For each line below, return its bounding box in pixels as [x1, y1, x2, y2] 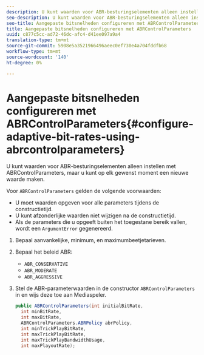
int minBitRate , [21, 309, 62, 315]
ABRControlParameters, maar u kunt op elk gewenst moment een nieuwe [6, 169, 189, 177]
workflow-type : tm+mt [6, 49, 61, 55]
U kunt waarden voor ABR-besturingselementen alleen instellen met [6, 163, 176, 170]
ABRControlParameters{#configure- [6, 117, 194, 130]
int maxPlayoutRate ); [21, 342, 76, 349]
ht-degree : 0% [6, 59, 42, 66]
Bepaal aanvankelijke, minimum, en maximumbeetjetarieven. [15, 237, 166, 244]
